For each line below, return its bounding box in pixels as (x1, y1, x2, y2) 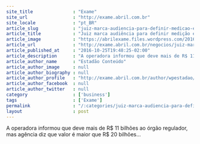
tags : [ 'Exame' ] (6, 97, 102, 103)
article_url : (6, 42, 76, 48)
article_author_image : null (6, 64, 89, 70)
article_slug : (6, 25, 76, 32)
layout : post (6, 108, 89, 114)
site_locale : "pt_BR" (6, 20, 97, 26)
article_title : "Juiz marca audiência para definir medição (6, 31, 190, 37)
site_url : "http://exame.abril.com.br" (6, 14, 151, 20)
